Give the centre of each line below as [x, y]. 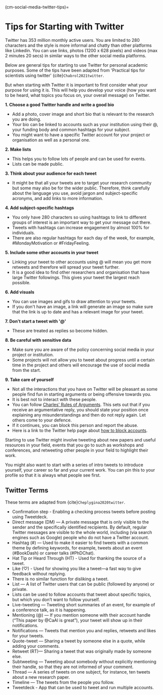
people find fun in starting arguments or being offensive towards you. [82, 394]
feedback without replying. [39, 573]
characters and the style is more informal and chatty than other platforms [78, 45]
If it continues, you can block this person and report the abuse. [75, 425]
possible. [21, 282]
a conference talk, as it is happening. [49, 610]
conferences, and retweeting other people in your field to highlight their [77, 450]
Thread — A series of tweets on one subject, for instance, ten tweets [81, 672]
